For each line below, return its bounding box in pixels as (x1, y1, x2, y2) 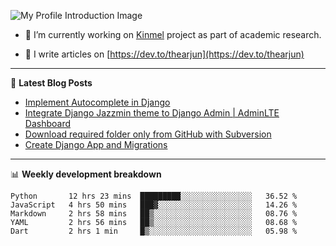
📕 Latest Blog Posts (10, 77, 93, 89)
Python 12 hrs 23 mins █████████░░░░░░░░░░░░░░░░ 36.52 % (10, 191, 298, 201)
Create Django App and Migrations (24, 139, 168, 150)
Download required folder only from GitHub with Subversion (24, 128, 272, 140)
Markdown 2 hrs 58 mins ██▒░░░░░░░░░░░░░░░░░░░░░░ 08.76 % (10, 209, 298, 219)
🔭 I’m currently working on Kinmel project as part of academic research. (24, 29, 322, 40)
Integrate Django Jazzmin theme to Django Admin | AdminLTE (24, 107, 280, 119)
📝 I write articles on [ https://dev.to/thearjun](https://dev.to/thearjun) (24, 48, 305, 60)
